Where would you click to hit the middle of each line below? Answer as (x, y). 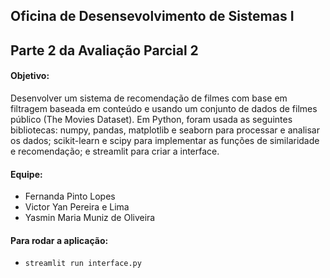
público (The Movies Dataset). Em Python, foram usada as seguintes (151, 119)
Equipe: (26, 174)
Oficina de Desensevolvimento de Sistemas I (152, 16)
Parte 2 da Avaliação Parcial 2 (104, 50)
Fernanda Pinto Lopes (70, 196)
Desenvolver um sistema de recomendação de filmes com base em (149, 98)
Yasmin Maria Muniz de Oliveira (90, 218)
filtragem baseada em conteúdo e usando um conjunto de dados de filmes (164, 108)
